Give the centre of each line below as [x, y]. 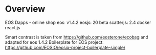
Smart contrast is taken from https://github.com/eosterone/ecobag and [77, 37]
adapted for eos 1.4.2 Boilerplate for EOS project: [54, 42]
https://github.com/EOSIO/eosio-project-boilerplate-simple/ [65, 47]
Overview [25, 9]
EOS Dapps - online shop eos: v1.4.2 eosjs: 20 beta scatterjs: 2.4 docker [78, 22]
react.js [13, 27]
